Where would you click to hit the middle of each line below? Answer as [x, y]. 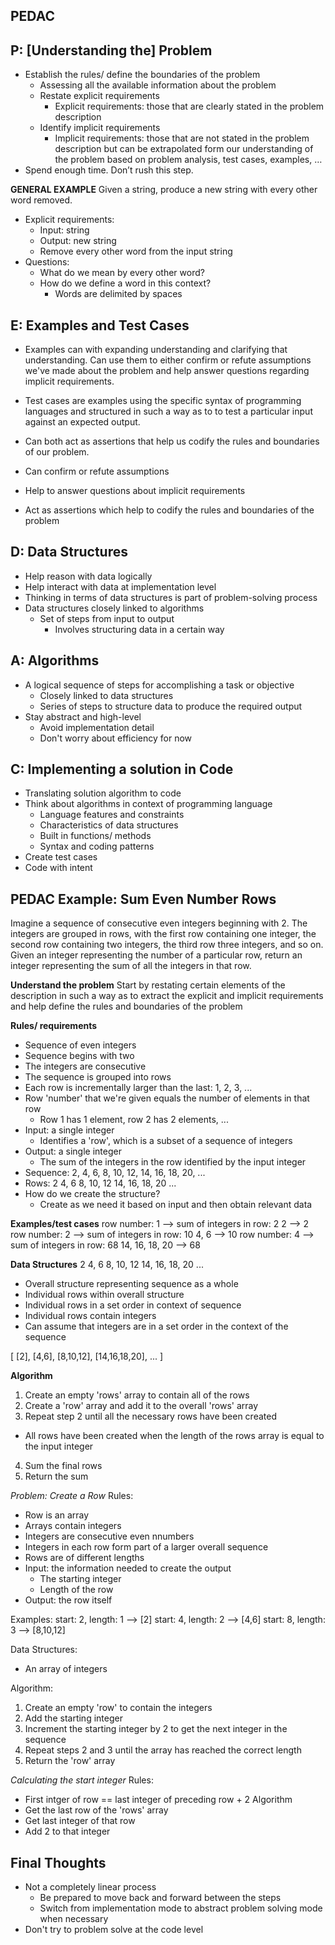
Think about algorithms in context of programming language [148, 804]
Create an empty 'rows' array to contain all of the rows [137, 1395]
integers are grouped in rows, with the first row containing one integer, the [163, 934]
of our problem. [57, 452]
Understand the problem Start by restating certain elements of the [148, 985]
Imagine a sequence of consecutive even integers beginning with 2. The [159, 923]
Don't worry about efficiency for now [116, 738]
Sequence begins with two [79, 1056]
